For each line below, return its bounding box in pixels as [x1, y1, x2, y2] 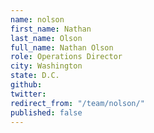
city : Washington [10, 61, 83, 71]
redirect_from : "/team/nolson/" [10, 98, 145, 108]
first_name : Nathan [10, 24, 92, 34]
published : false [10, 107, 83, 118]
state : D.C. [10, 71, 60, 81]
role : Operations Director [10, 52, 123, 62]
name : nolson [10, 14, 65, 25]
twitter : [10, 89, 47, 99]
